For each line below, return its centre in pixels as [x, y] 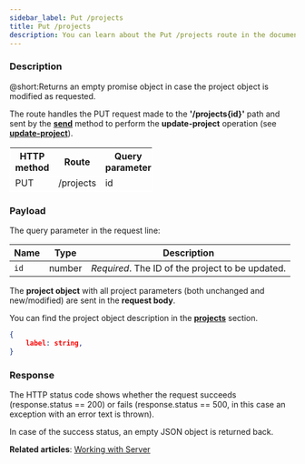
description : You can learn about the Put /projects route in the [138, 35]
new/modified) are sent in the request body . [93, 300]
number [65, 267]
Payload [28, 210]
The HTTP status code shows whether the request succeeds [123, 394]
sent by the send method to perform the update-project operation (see [143, 123]
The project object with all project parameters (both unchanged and [137, 290]
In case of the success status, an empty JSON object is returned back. [142, 431]
